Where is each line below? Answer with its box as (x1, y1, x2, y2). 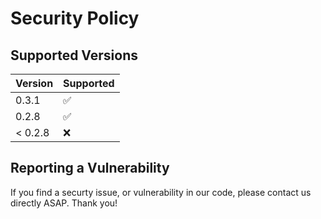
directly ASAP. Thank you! (10, 197, 118, 209)
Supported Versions (10, 47, 138, 64)
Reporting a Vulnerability (10, 160, 170, 177)
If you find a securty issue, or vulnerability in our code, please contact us (10, 186, 312, 198)
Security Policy (10, 7, 140, 30)
